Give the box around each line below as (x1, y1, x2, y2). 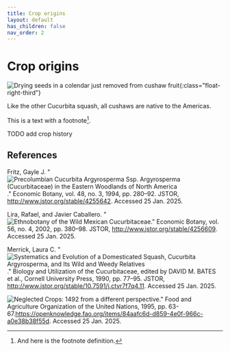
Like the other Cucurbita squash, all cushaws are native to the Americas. (7, 102, 212, 110)
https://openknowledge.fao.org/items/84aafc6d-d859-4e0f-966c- (14, 309, 203, 317)
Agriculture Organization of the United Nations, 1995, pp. (7, 302, 168, 311)
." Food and (159, 295, 192, 303)
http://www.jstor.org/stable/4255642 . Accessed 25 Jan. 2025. (7, 197, 183, 205)
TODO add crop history (7, 130, 73, 138)
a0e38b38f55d (7, 317, 50, 325)
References (7, 149, 57, 161)
